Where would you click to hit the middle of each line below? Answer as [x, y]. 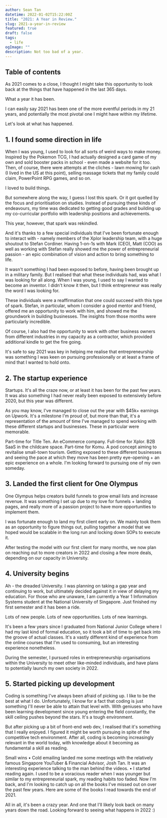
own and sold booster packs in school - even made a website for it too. [78, 162]
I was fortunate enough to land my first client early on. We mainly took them [83, 521]
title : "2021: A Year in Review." [41, 19]
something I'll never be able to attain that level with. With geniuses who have [84, 706]
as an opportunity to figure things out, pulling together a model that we [78, 527]
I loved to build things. [28, 188]
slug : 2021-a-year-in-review [35, 24]
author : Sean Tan [23, 10]
